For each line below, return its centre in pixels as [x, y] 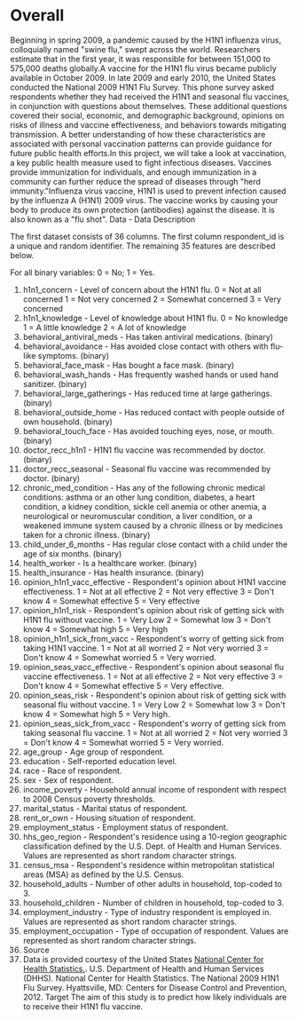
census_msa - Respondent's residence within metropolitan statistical [149, 865]
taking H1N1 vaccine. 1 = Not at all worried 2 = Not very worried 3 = [146, 648]
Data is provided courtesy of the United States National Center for [143, 959]
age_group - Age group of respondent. [94, 752]
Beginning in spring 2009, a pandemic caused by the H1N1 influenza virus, [146, 40]
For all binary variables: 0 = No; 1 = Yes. [83, 273]
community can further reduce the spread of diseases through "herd [135, 181]
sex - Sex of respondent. [68, 780]
